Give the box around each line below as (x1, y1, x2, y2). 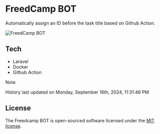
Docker (12, 63, 29, 70)
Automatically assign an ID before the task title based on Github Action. (5, 20, 155, 26)
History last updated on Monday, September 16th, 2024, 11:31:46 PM (5, 89, 149, 95)
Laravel (12, 58, 29, 64)
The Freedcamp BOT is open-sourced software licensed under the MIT (5, 117, 155, 123)
